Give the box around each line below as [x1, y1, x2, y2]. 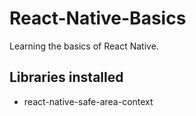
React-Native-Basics [9, 7, 187, 30]
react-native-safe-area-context [23, 95, 154, 107]
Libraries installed [9, 69, 124, 86]
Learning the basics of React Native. [9, 40, 159, 52]
